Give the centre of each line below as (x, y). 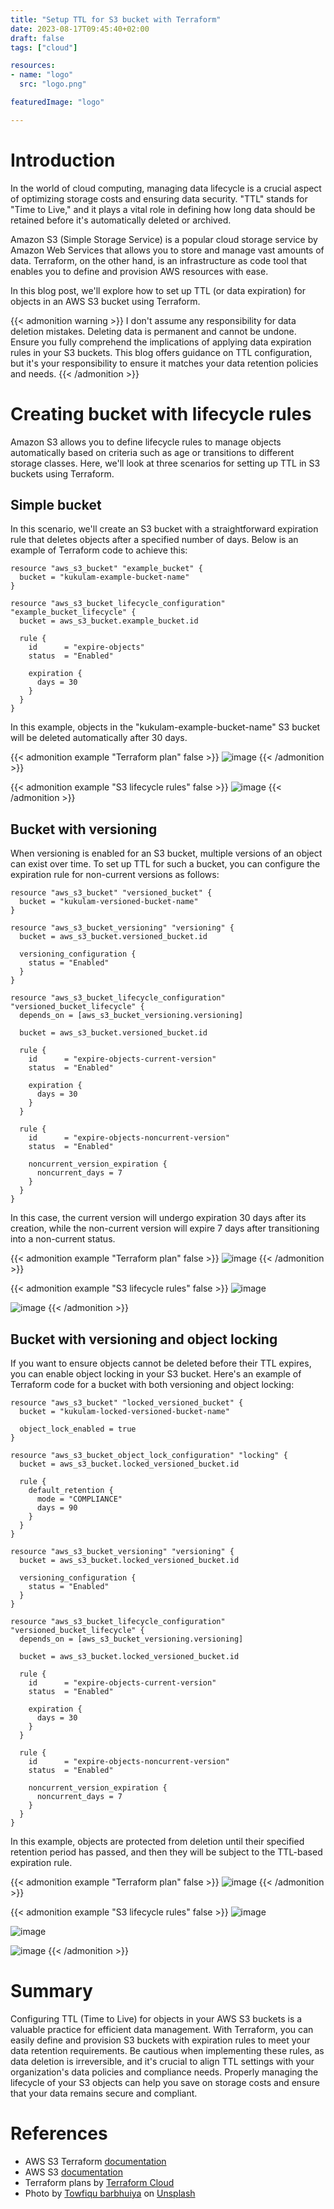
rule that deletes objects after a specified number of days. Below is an (154, 540)
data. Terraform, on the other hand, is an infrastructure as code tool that (159, 260)
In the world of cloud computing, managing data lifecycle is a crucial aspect (166, 188)
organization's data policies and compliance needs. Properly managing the (164, 2072)
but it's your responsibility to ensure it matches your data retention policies (164, 363)
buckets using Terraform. (62, 473)
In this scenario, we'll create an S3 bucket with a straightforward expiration (164, 529)
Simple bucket (56, 505)
